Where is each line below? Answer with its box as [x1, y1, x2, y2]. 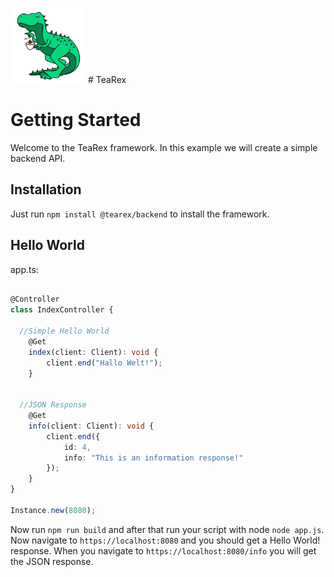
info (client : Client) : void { [28, 421, 155, 431]
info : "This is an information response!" [63, 453, 244, 463]
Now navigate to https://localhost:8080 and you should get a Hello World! [10, 534, 321, 546]
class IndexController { [10, 305, 114, 315]
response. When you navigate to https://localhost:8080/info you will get [10, 544, 317, 557]
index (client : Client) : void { [28, 347, 159, 357]
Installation [10, 181, 82, 198]
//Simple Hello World [19, 326, 110, 337]
